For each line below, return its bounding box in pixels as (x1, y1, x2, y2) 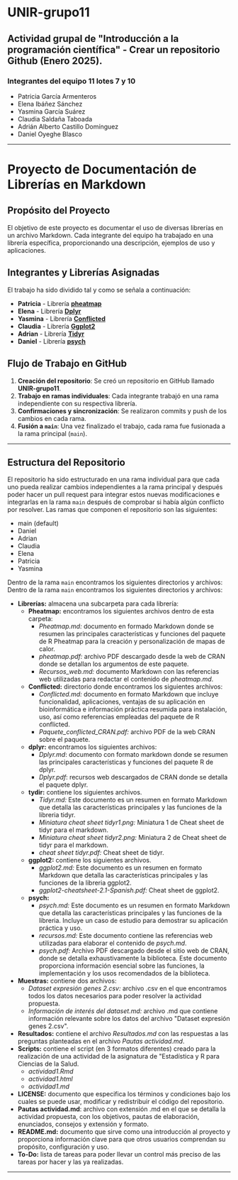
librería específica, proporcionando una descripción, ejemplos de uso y (7, 239, 215, 247)
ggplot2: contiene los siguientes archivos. (28, 856, 152, 865)
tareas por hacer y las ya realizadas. (17, 1158, 124, 1167)
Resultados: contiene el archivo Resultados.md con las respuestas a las (17, 1029, 229, 1038)
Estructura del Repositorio (7, 456, 125, 469)
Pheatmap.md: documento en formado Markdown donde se (38, 622, 215, 630)
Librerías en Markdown (7, 177, 147, 192)
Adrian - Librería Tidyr (17, 329, 85, 338)
